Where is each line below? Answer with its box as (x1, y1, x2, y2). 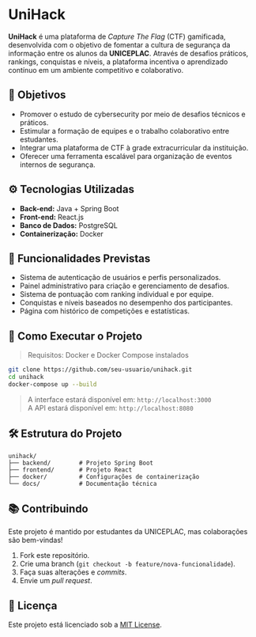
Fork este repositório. (19, 551, 90, 560)
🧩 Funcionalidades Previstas (8, 252, 151, 265)
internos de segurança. (19, 160, 96, 169)
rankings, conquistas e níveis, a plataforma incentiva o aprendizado (8, 57, 228, 66)
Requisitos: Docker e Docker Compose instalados (27, 351, 190, 360)
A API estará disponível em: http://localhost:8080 (27, 403, 194, 412)
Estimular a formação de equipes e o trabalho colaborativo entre (19, 126, 230, 135)
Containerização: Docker (19, 229, 104, 238)
